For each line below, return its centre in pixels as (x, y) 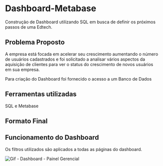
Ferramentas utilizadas (41, 94)
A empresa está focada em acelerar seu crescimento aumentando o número (82, 54)
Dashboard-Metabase (51, 8)
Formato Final (26, 121)
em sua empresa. (22, 69)
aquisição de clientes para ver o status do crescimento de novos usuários (79, 64)
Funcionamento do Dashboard (52, 138)
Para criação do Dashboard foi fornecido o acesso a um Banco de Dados (79, 79)
